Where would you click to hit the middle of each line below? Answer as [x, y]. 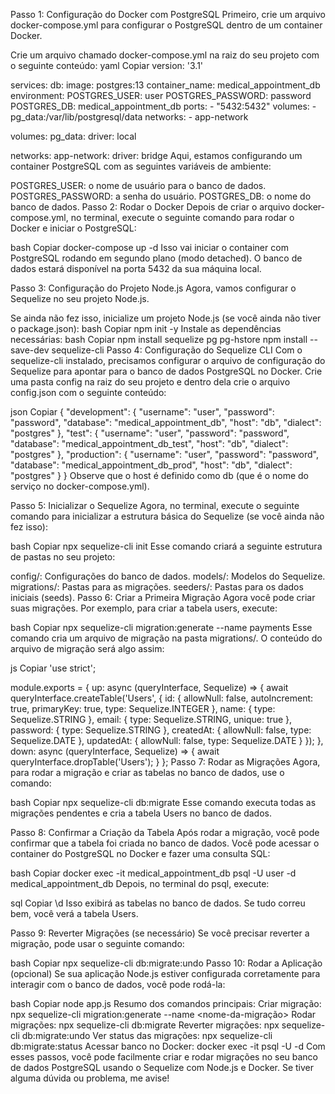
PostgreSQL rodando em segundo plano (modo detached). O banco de [156, 258]
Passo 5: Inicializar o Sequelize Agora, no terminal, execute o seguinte [155, 505]
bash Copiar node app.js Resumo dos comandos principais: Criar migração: [166, 1003]
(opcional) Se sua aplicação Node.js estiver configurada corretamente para [165, 973]
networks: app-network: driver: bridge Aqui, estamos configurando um [156, 155]
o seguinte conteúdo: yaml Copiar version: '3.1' [107, 65]
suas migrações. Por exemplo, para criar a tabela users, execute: [144, 608]
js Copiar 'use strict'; [53, 668]
